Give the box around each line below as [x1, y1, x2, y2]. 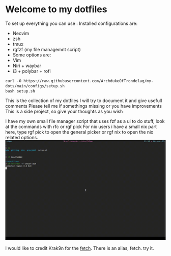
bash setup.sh [5, 88, 36, 93]
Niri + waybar [12, 62, 42, 69]
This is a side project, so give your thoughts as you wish [5, 108, 123, 114]
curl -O [5, 78, 22, 83]
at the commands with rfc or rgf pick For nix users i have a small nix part [5, 123, 157, 130]
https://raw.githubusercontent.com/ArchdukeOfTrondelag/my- [23, 78, 154, 83]
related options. [5, 134, 38, 140]
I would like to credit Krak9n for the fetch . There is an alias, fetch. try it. [5, 245, 154, 251]
